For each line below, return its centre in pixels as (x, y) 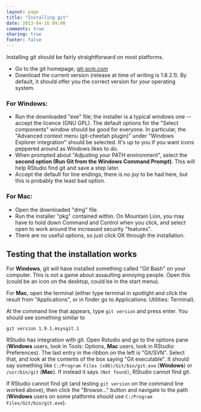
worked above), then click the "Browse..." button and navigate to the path (97, 390)
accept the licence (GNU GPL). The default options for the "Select (97, 123)
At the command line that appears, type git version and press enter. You (97, 311)
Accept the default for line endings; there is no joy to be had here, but (101, 174)
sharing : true (24, 34)
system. (25, 88)
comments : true (25, 29)
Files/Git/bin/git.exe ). (36, 403)
